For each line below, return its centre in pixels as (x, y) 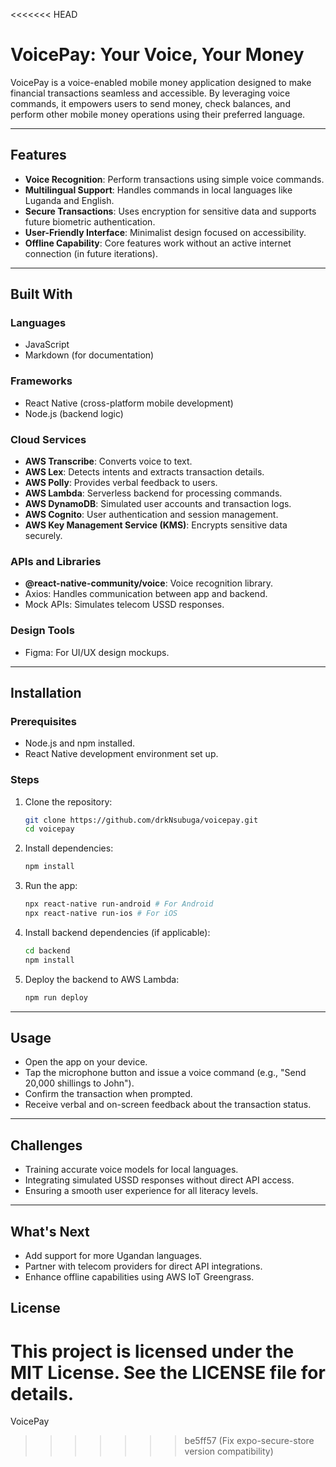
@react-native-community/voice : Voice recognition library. (149, 583)
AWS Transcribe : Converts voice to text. (108, 461)
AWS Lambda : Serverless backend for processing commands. (153, 493)
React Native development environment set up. (121, 754)
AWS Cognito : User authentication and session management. (151, 515)
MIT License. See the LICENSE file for (168, 1372)
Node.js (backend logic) (74, 413)
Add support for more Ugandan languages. (113, 1256)
